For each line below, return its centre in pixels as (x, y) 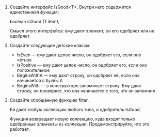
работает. (20, 129)
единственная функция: (34, 12)
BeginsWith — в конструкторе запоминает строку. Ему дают (79, 86)
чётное (24, 60)
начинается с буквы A (40, 80)
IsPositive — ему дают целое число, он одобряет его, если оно (82, 65)
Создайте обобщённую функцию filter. (49, 100)
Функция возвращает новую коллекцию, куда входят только (72, 119)
